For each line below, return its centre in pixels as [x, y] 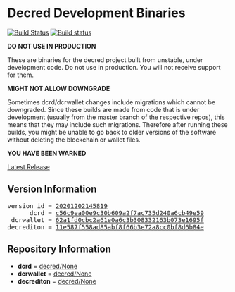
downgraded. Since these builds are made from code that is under [103, 109]
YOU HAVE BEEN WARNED [47, 153]
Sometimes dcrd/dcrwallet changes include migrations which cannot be [112, 102]
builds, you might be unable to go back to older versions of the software [112, 132]
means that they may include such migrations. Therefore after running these [118, 124]
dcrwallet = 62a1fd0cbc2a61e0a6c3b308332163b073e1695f [107, 220]
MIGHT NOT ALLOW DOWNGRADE [59, 88]
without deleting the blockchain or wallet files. [74, 140]
